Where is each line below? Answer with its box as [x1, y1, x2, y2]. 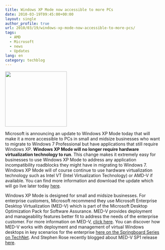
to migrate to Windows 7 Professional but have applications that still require [5, 141, 159, 147]
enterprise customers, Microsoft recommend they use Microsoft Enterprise [5, 198, 157, 204]
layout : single [5, 16, 36, 21]
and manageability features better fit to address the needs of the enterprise [5, 214, 159, 219]
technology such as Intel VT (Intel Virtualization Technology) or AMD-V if [5, 173, 153, 179]
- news [9, 44, 23, 49]
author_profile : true [5, 21, 50, 26]
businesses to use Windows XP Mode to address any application [5, 157, 136, 163]
